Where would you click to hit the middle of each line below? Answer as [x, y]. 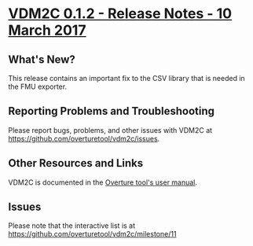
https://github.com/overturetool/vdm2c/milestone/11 [92, 234]
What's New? [42, 59]
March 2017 [47, 30]
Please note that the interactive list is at [72, 226]
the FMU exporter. [38, 86]
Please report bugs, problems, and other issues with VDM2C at [110, 130]
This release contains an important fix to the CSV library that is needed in [126, 78]
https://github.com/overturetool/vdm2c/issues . [84, 138]
